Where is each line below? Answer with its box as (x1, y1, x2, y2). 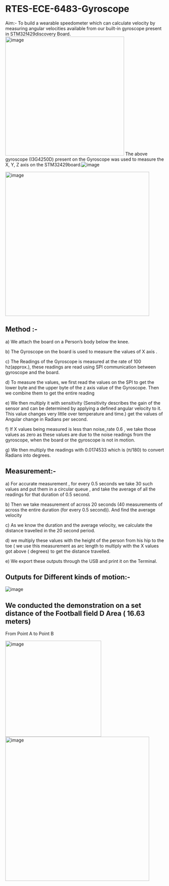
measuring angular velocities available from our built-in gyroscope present (5, 25, 162, 31)
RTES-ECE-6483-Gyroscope (5, 3, 130, 15)
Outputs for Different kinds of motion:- (5, 573, 131, 581)
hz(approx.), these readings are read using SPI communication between (5, 363, 156, 370)
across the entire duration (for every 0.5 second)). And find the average (5, 506, 156, 513)
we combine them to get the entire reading (5, 390, 95, 396)
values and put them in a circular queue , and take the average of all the (5, 486, 156, 492)
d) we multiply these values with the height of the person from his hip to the (5, 537, 164, 544)
